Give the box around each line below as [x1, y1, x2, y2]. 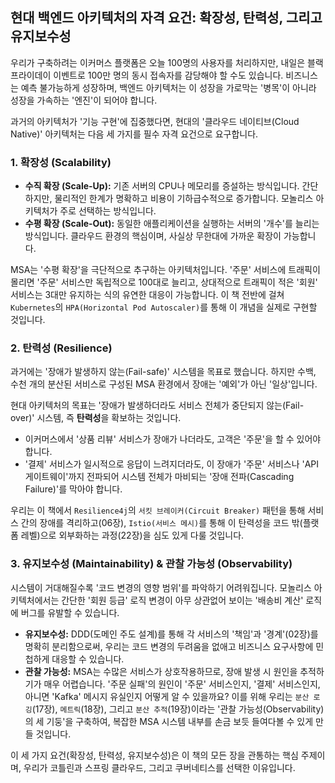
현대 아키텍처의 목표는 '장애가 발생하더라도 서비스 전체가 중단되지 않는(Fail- [10, 399, 305, 412]
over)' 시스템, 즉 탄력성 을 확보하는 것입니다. [10, 412, 182, 424]
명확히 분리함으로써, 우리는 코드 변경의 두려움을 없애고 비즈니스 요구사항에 [24, 640, 314, 652]
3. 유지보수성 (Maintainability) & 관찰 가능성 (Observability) [10, 557, 293, 571]
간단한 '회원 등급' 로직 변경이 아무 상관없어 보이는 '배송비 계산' [61, 594, 304, 606]
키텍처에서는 [10, 594, 60, 606]
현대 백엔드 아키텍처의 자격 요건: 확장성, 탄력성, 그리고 [10, 9, 323, 27]
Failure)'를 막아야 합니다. [24, 483, 123, 495]
